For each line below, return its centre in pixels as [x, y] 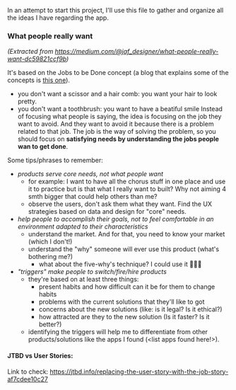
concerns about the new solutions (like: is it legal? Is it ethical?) [130, 309]
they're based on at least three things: [83, 280]
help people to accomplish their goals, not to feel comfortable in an [116, 219]
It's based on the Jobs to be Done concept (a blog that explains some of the [118, 73]
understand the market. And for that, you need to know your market [126, 234]
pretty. [27, 101]
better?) [50, 324]
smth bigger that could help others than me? [93, 197]
